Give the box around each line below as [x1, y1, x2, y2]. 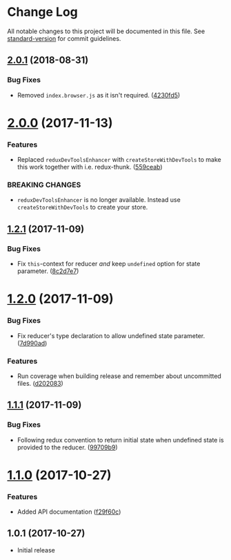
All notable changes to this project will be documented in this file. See [7, 27, 205, 35]
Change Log [7, 4, 78, 20]
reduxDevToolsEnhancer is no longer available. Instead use [17, 196, 181, 204]
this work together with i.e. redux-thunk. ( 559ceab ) [17, 163, 163, 171]
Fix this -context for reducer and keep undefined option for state [17, 260, 201, 268]
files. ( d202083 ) [17, 379, 63, 387]
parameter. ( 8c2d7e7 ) [17, 267, 79, 275]
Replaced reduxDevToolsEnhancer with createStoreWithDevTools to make [17, 156, 222, 164]
